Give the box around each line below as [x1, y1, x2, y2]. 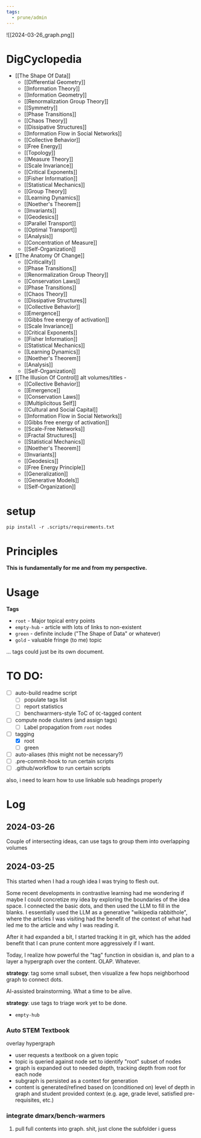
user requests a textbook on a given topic [14, 1052, 119, 1059]
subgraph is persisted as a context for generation [14, 1077, 138, 1085]
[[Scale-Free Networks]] [24, 425, 85, 433]
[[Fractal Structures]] [24, 432, 77, 439]
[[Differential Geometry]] [24, 79, 86, 86]
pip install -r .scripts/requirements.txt [6, 524, 115, 531]
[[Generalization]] [24, 470, 68, 477]
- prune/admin [11, 15, 47, 21]
